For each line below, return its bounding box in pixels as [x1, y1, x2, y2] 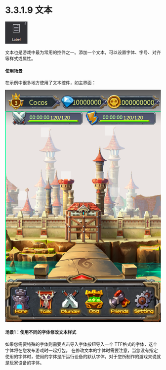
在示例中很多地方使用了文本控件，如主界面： [5, 80, 96, 86]
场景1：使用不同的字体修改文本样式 [5, 329, 77, 335]
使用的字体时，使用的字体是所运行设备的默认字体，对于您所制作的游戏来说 [5, 353, 157, 359]
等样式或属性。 [5, 55, 36, 61]
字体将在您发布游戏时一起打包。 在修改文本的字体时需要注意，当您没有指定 [5, 347, 158, 353]
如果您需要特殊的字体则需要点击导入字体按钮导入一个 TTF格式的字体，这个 [5, 341, 158, 347]
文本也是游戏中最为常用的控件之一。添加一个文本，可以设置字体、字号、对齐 [5, 49, 161, 55]
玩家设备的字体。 [9, 360, 44, 366]
